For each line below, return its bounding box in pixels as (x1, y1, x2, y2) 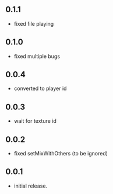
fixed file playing (13, 20, 54, 27)
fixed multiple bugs (13, 53, 61, 60)
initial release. (13, 182, 48, 189)
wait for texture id (13, 117, 57, 124)
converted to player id (13, 85, 67, 92)
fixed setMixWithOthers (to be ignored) (13, 150, 108, 157)
